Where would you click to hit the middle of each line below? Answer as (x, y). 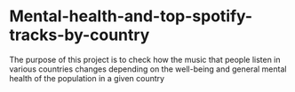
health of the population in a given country (87, 78)
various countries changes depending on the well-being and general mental (148, 69)
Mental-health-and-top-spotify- (131, 16)
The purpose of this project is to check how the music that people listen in (145, 59)
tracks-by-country (80, 35)
